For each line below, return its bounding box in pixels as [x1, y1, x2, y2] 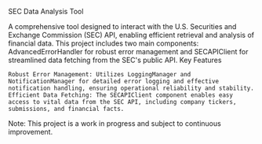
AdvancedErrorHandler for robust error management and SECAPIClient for [8, 47, 249, 56]
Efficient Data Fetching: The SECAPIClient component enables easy [8, 91, 234, 99]
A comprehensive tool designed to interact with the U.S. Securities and [8, 22, 237, 31]
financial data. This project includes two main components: [8, 39, 199, 48]
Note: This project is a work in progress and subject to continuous [8, 119, 221, 128]
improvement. [8, 127, 53, 136]
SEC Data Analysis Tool [8, 7, 84, 16]
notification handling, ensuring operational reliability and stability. [8, 84, 255, 92]
